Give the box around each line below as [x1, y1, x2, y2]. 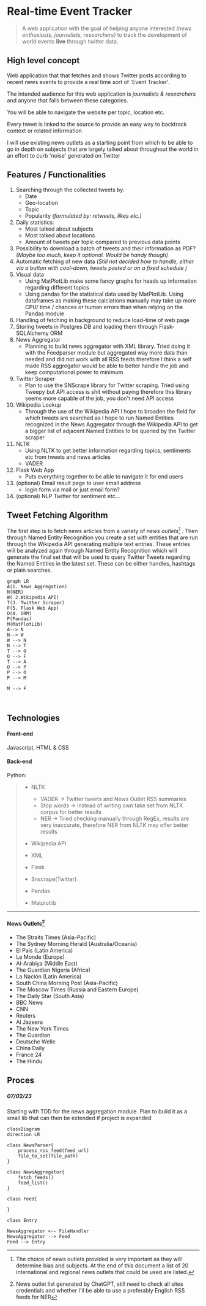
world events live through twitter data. [21, 37, 119, 45]
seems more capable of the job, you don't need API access [24, 394, 174, 402]
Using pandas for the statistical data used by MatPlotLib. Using [24, 290, 184, 298]
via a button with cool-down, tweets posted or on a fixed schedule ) [15, 264, 188, 271]
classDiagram [7, 1126, 40, 1132]
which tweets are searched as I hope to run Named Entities [24, 414, 174, 421]
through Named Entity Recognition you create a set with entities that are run [7, 534, 198, 541]
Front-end [7, 730, 33, 737]
